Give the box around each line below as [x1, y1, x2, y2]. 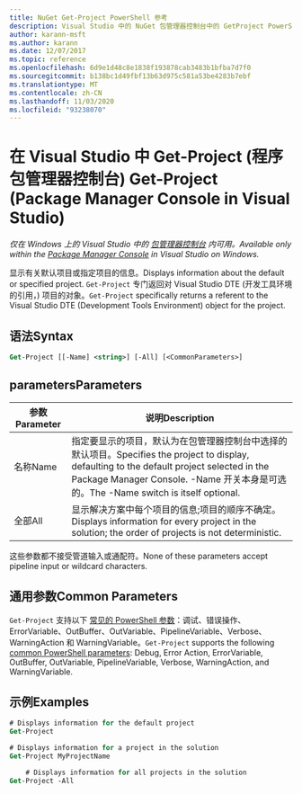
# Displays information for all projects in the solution [25, 768, 247, 777]
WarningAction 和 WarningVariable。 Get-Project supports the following [9, 637, 275, 647]
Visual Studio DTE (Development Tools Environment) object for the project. [9, 300, 286, 311]
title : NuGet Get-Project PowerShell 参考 [9, 13, 168, 22]
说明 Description [145, 411, 215, 424]
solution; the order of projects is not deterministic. [71, 526, 282, 539]
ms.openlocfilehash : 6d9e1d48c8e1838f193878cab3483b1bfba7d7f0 [9, 64, 252, 73]
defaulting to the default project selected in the [71, 459, 270, 472]
